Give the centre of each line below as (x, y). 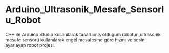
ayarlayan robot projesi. (30, 45)
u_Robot (23, 20)
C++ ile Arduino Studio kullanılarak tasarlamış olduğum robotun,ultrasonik (83, 34)
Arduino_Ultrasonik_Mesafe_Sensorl (85, 9)
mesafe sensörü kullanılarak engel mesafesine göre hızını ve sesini (76, 40)
